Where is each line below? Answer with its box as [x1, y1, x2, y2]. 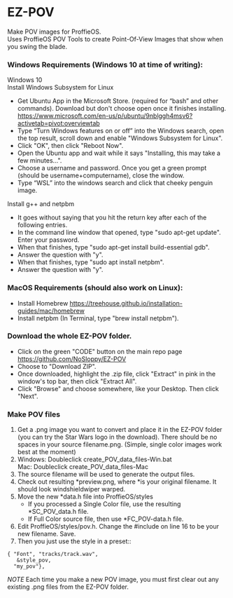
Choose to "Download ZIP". [17, 362, 97, 370]
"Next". [17, 392, 38, 400]
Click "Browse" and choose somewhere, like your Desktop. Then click [17, 384, 219, 393]
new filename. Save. [17, 530, 76, 538]
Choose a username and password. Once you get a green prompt [17, 164, 207, 172]
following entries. [17, 221, 68, 229]
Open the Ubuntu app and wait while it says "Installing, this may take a [17, 149, 220, 158]
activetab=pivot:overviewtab [17, 119, 100, 128]
